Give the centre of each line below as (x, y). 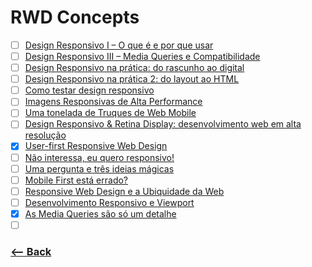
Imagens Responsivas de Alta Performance (113, 102)
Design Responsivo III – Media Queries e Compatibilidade (142, 56)
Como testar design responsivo (89, 90)
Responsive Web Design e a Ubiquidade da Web (124, 191)
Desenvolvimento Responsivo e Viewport (109, 202)
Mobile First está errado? (76, 180)
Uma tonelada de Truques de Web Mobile (110, 113)
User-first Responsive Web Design (96, 146)
